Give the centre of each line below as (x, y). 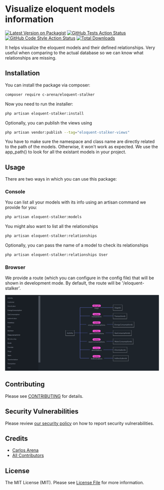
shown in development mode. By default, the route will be (63, 283)
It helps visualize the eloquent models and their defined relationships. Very (80, 47)
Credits (17, 439)
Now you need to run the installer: (39, 104)
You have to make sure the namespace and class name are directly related (80, 142)
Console (15, 192)
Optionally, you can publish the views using (49, 122)
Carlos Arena (25, 450)
